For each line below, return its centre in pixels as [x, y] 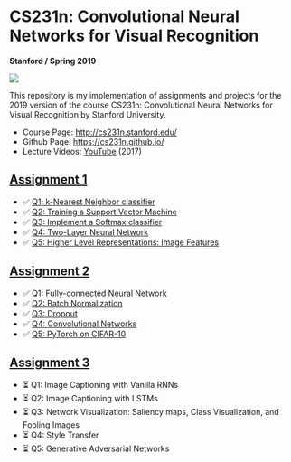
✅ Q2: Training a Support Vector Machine [100, 212]
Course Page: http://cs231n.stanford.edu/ [100, 132]
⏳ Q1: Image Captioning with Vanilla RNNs [100, 385]
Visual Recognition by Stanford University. [88, 114]
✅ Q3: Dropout [50, 313]
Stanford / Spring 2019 [53, 61]
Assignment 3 [50, 362]
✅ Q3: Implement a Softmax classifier [92, 222]
